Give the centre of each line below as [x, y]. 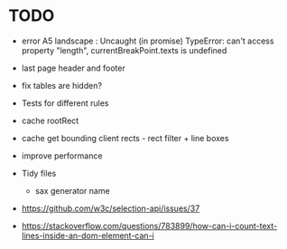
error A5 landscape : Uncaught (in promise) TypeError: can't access [148, 41]
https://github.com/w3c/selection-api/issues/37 [111, 208]
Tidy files [39, 173]
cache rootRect [50, 120]
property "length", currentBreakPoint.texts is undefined [124, 50]
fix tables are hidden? [62, 85]
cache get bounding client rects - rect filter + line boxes [125, 138]
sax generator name [72, 190]
